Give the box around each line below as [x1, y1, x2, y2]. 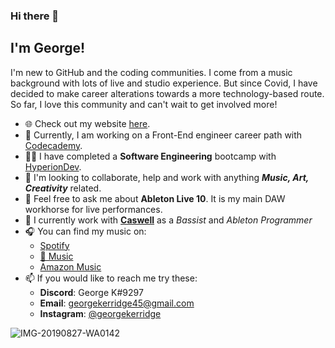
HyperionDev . [24, 160, 82, 173]
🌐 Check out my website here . [24, 117, 151, 129]
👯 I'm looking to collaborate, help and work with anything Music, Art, [24, 171, 310, 183]
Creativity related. [24, 182, 102, 194]
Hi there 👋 [10, 9, 60, 23]
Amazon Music [39, 260, 102, 273]
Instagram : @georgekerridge [39, 307, 162, 319]
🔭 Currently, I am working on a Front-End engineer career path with [24, 129, 303, 141]
